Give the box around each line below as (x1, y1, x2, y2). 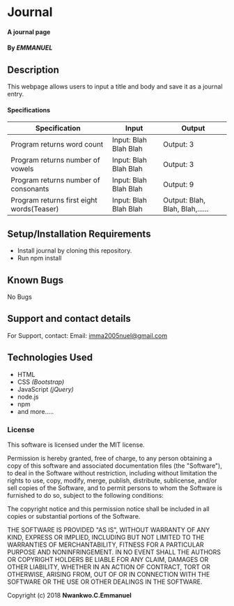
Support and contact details (7, 313, 131, 325)
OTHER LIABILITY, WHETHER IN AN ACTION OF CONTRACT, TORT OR (7, 563, 210, 571)
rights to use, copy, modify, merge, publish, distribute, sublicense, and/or (7, 476, 217, 485)
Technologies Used (7, 352, 93, 364)
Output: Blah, (162, 195, 206, 205)
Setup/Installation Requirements (7, 228, 151, 239)
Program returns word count (10, 140, 104, 149)
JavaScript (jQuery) (17, 385, 75, 393)
